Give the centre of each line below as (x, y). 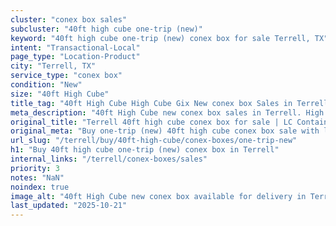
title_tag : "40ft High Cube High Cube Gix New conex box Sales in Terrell (169, 103)
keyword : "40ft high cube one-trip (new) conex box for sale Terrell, (160, 38)
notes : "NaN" (37, 177)
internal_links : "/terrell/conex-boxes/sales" (109, 159)
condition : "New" (46, 85)
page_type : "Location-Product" (75, 57)
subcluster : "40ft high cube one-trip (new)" (106, 29)
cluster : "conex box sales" (69, 19)
